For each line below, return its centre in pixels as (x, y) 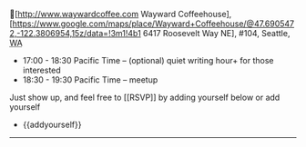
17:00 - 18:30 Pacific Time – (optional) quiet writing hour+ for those (148, 60)
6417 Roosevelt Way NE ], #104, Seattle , (216, 33)
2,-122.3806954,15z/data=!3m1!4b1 (75, 33)
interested (41, 70)
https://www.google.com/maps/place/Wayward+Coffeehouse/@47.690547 (153, 24)
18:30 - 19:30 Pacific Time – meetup (90, 80)
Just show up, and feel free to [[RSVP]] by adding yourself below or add (145, 97)
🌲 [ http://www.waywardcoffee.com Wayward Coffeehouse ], (121, 14)
